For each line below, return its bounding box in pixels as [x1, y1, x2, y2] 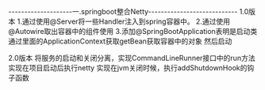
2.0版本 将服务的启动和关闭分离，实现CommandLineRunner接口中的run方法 [8, 54, 255, 62]
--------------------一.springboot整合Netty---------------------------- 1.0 [8, 7, 249, 16]
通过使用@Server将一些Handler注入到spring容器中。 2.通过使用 [21, 17, 230, 26]
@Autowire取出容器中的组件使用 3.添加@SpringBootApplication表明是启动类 [8, 27, 258, 36]
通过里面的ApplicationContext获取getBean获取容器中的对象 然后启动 [8, 36, 232, 46]
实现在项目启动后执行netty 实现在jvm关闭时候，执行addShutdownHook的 [8, 63, 248, 73]
